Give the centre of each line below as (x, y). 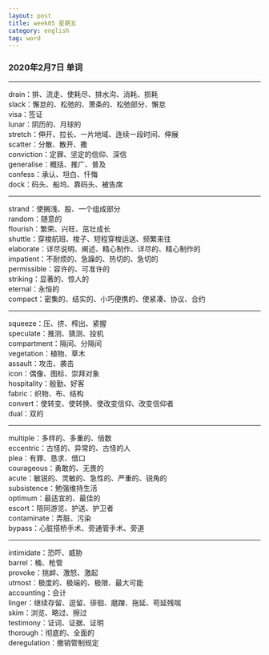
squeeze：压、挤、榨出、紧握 (58, 323)
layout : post (30, 16)
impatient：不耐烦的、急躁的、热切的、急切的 (83, 259)
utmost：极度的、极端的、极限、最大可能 (76, 582)
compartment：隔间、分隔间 (55, 343)
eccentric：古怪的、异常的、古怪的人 (69, 448)
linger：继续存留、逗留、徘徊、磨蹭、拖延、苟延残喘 (95, 602)
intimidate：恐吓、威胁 (46, 553)
